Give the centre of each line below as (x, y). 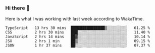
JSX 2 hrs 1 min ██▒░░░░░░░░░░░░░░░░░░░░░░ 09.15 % (78, 41)
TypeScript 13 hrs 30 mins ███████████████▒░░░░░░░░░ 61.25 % (78, 28)
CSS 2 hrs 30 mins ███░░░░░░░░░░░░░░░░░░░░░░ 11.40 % (78, 32)
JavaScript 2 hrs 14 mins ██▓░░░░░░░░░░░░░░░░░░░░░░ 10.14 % (78, 37)
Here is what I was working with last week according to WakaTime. (75, 19)
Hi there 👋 (18, 8)
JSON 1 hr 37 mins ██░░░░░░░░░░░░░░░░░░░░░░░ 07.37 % (78, 45)
